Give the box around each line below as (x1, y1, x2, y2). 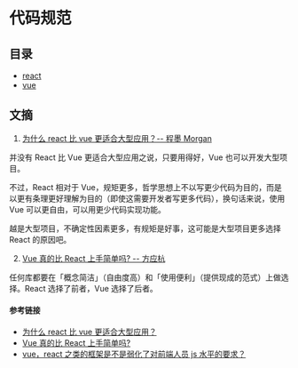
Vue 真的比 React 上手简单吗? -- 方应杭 (21, 252, 166, 263)
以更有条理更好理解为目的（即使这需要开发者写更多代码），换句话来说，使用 (9, 193, 286, 204)
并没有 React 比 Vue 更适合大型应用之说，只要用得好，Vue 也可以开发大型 (9, 152, 280, 163)
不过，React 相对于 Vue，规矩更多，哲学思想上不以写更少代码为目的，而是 (9, 181, 282, 192)
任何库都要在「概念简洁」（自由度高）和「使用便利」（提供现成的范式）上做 (9, 272, 281, 283)
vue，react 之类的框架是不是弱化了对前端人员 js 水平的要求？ (21, 348, 247, 360)
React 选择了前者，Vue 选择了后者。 (24, 283, 158, 293)
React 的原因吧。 (9, 234, 72, 244)
